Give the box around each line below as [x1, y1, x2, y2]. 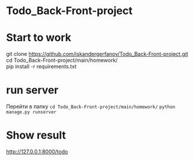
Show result [6, 129, 66, 142]
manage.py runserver [6, 109, 57, 115]
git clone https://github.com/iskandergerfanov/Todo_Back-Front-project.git [6, 51, 189, 58]
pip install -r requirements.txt [6, 63, 77, 70]
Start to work [6, 31, 72, 45]
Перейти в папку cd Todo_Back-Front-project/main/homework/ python [6, 103, 176, 110]
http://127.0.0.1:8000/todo [6, 148, 68, 155]
